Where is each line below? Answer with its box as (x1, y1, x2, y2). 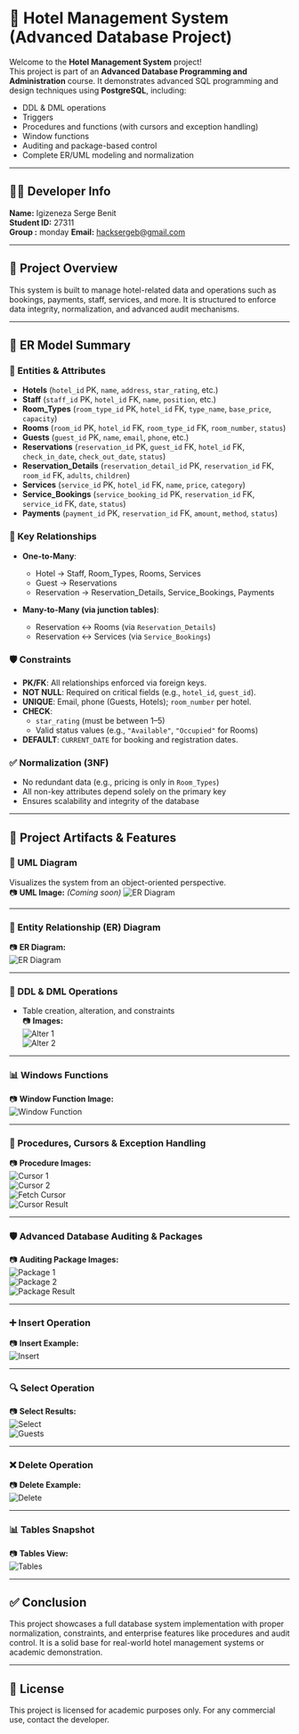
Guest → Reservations (35, 577, 117, 588)
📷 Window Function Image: (9, 1093, 114, 1104)
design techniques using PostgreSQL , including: (9, 85, 187, 95)
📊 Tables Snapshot (9, 1523, 95, 1536)
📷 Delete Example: (9, 1480, 82, 1490)
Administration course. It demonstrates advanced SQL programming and (9, 75, 279, 86)
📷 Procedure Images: (9, 1157, 92, 1168)
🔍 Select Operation (9, 1381, 95, 1394)
